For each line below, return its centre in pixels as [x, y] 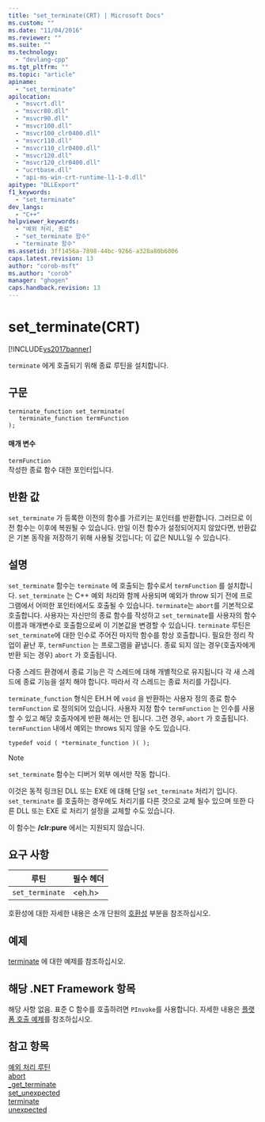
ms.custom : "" [32, 23]
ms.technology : [33, 52]
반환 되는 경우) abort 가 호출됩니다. [62, 655]
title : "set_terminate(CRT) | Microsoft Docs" [86, 15]
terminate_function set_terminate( [67, 411]
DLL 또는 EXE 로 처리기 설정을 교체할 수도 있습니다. [96, 810]
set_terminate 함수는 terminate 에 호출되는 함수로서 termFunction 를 [117, 585]
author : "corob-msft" [44, 266]
